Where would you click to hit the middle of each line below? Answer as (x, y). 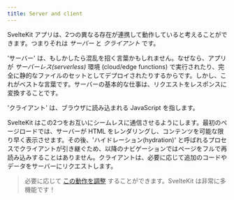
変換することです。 (35, 93)
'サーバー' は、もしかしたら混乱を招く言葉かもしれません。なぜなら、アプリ (117, 58)
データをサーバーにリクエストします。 (62, 166)
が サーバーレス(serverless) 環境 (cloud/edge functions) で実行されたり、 (113, 66)
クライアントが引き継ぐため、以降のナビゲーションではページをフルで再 (123, 148)
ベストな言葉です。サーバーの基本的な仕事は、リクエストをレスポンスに (123, 84)
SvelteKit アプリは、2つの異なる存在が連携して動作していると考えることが (114, 34)
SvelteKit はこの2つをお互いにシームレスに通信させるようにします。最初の (114, 122)
